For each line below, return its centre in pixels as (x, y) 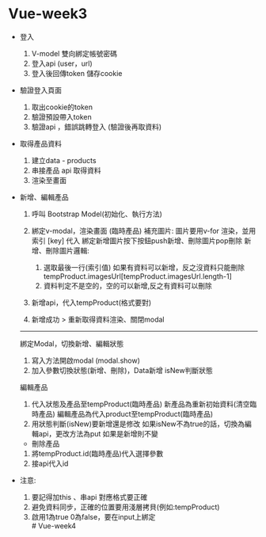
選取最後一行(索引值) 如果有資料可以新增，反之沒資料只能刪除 (144, 267)
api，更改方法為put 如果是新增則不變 (98, 433)
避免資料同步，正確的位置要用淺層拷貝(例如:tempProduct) (125, 507)
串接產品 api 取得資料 (66, 170)
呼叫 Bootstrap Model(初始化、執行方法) (97, 214)
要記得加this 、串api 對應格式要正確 (89, 497)
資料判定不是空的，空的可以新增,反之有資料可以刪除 (127, 285)
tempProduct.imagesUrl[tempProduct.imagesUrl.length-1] (137, 276)
